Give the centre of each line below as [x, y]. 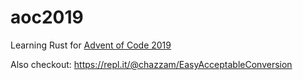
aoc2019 [47, 17]
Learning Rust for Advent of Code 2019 [91, 45]
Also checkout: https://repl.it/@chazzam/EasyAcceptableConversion [151, 64]
